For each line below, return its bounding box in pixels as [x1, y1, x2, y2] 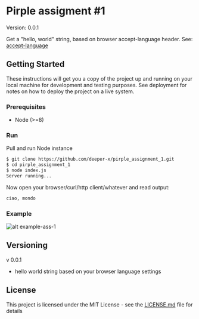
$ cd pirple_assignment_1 [6, 162, 70, 168]
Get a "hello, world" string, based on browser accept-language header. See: [6, 35, 193, 42]
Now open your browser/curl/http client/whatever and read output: [6, 183, 170, 191]
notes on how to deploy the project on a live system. [6, 88, 135, 95]
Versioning [6, 240, 48, 250]
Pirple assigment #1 [6, 4, 105, 18]
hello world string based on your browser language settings [14, 268, 161, 275]
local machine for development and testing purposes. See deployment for [6, 81, 187, 88]
